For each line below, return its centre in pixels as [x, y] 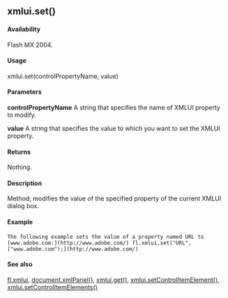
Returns [19, 152]
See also [20, 265]
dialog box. [23, 206]
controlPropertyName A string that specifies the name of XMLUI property [114, 108]
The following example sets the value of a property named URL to [106, 237]
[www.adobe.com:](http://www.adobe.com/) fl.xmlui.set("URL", [99, 243]
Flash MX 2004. [30, 45]
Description [25, 183]
